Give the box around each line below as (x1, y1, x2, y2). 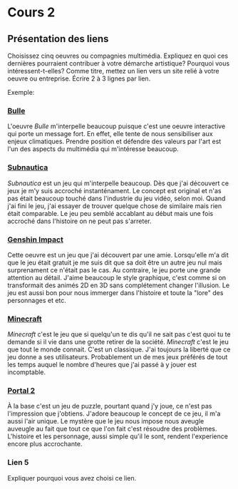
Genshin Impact (7, 235, 64, 244)
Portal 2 (7, 386, 36, 396)
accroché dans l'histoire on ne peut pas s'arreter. (7, 217, 152, 225)
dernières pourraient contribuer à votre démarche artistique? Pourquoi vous (7, 59, 230, 68)
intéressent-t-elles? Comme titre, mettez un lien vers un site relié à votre (7, 67, 219, 75)
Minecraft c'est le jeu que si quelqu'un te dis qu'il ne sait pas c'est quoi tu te (7, 330, 231, 339)
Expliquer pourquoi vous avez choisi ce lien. (7, 473, 137, 482)
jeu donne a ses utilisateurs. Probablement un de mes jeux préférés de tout (7, 353, 228, 361)
